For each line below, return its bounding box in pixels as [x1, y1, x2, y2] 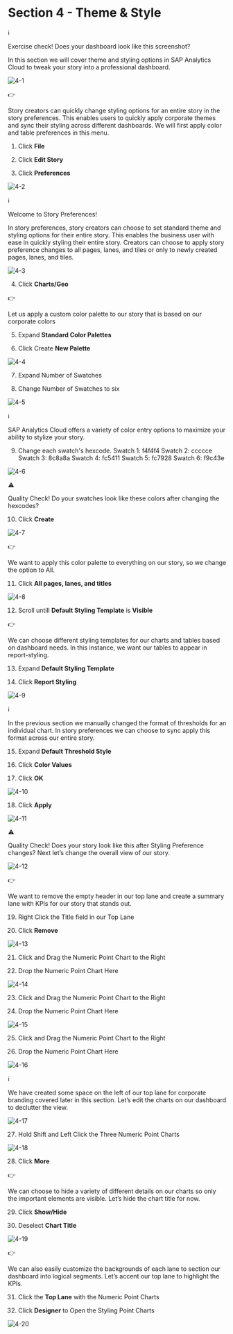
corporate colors [8, 317, 56, 326]
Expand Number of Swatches [17, 371, 103, 379]
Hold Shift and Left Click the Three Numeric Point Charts [17, 1130, 180, 1138]
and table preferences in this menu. [8, 128, 110, 137]
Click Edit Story [17, 155, 64, 164]
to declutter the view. [8, 1103, 69, 1111]
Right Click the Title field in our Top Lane [17, 913, 135, 921]
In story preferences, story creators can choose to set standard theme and [8, 223, 221, 232]
